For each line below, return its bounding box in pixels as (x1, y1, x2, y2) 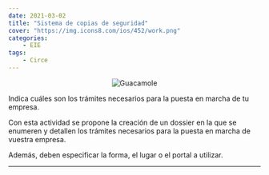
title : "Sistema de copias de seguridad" (8, 19, 149, 27)
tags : (8, 49, 26, 57)
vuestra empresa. (8, 134, 66, 144)
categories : (8, 34, 48, 42)
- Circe (22, 57, 48, 65)
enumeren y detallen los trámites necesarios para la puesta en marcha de (8, 125, 251, 136)
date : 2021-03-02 (8, 11, 66, 20)
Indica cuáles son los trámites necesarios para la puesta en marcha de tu (8, 93, 250, 103)
